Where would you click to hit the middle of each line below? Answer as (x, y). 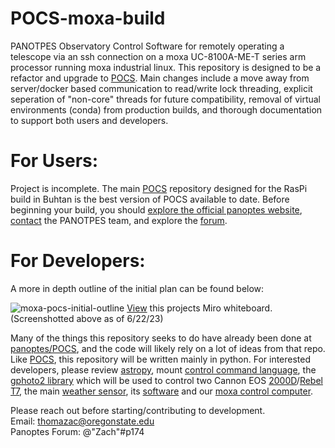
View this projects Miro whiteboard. (199, 308)
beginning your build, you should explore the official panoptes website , (156, 209)
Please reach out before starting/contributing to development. (138, 410)
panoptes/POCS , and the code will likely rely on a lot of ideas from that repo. (168, 348)
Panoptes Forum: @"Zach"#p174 (77, 431)
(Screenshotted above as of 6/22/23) (87, 318)
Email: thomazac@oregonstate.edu (82, 421)
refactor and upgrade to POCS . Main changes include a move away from (160, 78)
